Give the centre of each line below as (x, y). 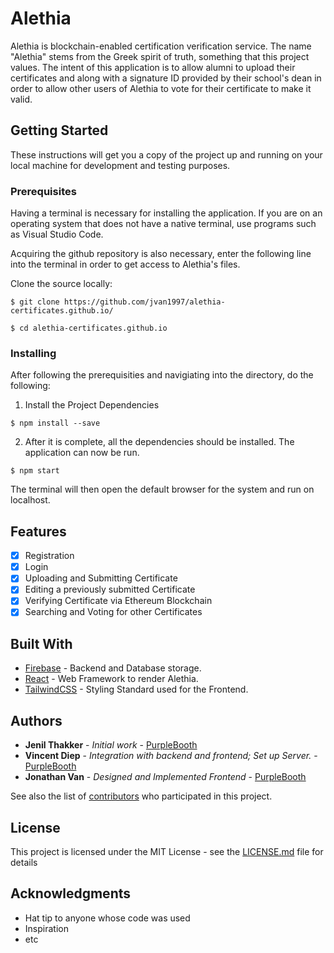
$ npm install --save (55, 423)
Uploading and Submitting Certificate (101, 578)
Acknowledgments (71, 893)
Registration (49, 556)
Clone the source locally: (61, 284)
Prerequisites (43, 191)
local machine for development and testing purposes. (120, 165)
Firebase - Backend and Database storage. (113, 668)
